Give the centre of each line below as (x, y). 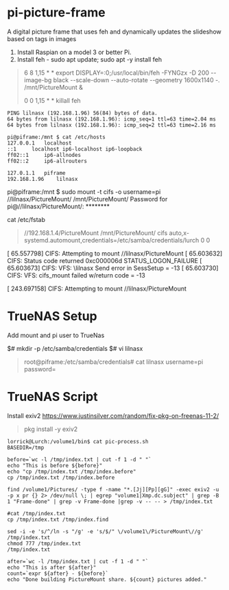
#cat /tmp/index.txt (37, 513)
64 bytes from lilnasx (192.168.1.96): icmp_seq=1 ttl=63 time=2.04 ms (111, 119)
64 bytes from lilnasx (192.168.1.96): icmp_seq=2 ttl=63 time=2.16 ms (111, 125)
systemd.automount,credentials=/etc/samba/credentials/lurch (111, 240)
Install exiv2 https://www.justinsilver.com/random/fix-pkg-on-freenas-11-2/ (113, 415)
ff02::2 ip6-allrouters (47, 161)
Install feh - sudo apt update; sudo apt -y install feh (89, 59)
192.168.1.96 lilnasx (43, 179)
